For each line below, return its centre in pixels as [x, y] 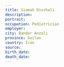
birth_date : [17, 52]
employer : [15, 29]
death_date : [17, 57]
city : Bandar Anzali [27, 33]
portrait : [15, 19]
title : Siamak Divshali [30, 10]
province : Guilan [23, 38]
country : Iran [20, 43]
